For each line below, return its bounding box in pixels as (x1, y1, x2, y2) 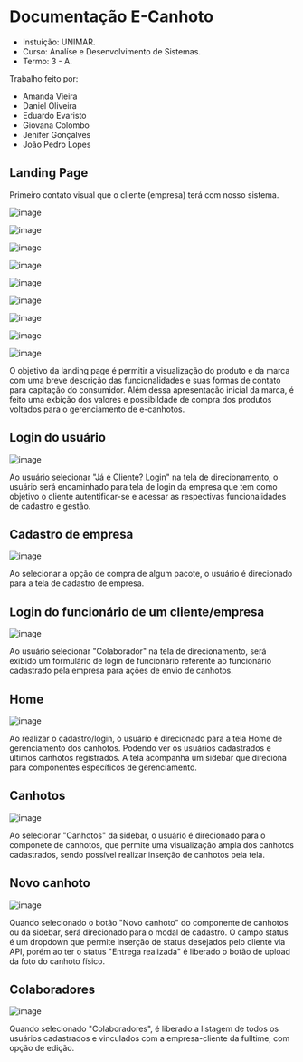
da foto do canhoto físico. (9, 955, 106, 967)
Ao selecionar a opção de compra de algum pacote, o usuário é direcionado (9, 569, 293, 580)
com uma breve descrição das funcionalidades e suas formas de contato (9, 375, 281, 385)
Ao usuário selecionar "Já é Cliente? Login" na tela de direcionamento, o (9, 472, 279, 482)
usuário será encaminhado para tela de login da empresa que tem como (9, 481, 278, 492)
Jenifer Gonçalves (22, 129, 91, 140)
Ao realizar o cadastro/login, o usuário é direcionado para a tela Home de (9, 733, 283, 744)
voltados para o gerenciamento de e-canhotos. (9, 404, 185, 414)
